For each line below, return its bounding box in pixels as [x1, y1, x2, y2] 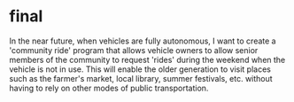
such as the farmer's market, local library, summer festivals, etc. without [9, 73, 273, 83]
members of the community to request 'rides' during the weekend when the [9, 54, 286, 65]
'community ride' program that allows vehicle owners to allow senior [9, 44, 259, 55]
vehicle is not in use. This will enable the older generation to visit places [9, 64, 272, 75]
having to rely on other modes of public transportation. [9, 82, 209, 93]
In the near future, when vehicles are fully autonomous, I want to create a [9, 35, 276, 46]
